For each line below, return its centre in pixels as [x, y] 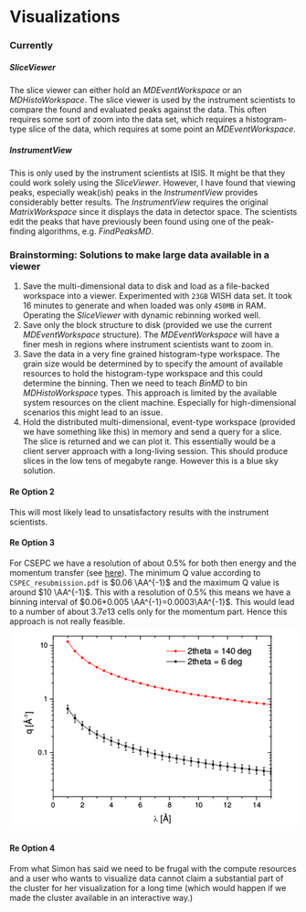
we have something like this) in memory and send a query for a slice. [152, 432]
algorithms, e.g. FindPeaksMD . [95, 231]
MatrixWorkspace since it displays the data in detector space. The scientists [153, 212]
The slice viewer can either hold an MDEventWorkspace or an [126, 90]
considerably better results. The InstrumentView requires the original [139, 202]
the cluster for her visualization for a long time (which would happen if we [148, 887]
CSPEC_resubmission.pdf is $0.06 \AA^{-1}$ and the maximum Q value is [145, 582]
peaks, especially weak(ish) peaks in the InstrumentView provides [134, 193]
